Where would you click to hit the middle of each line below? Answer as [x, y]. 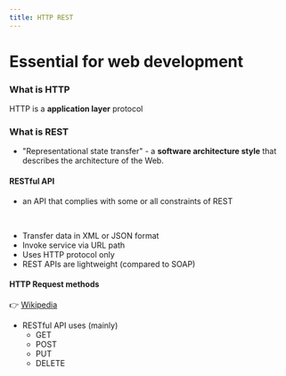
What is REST [39, 132]
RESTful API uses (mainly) [70, 325]
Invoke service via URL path [74, 245]
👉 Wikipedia [33, 305]
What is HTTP [40, 89]
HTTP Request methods [54, 284]
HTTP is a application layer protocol [76, 109]
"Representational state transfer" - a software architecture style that [149, 151]
